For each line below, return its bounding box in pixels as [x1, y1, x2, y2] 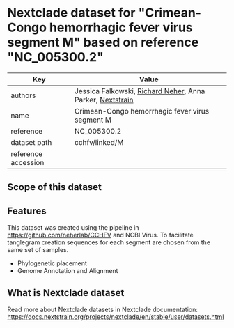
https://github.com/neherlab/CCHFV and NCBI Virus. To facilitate [7, 231, 194, 240]
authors [10, 91, 36, 100]
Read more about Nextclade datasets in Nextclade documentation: [7, 305, 198, 313]
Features [7, 205, 47, 217]
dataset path [10, 137, 52, 147]
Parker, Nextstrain [74, 95, 134, 104]
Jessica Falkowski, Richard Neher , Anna [74, 86, 205, 95]
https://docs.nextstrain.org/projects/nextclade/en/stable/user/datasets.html [7, 312, 224, 321]
